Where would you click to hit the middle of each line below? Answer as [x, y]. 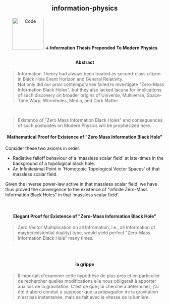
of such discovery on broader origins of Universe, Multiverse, [81, 95]
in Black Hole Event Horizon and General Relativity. [70, 79]
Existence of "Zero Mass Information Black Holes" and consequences [90, 120]
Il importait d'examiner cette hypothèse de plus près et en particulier [89, 276]
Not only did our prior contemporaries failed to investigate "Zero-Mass [91, 84]
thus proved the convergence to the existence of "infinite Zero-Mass [76, 190]
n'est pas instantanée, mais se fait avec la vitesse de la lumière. [83, 297]
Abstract [85, 62]
